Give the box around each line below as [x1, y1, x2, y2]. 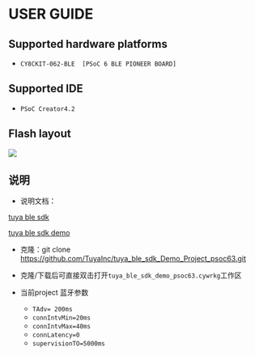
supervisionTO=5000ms [32, 340, 105, 348]
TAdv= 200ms [32, 305, 73, 314]
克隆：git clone [19, 244, 71, 255]
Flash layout [8, 127, 71, 141]
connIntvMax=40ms [32, 323, 91, 331]
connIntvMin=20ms [32, 314, 91, 322]
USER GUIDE [8, 5, 94, 23]
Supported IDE [8, 82, 83, 95]
